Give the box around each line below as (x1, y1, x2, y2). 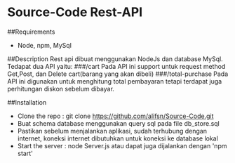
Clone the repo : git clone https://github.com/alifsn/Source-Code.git (17, 112, 214, 120)
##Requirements (7, 27, 55, 36)
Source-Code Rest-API (7, 4, 143, 20)
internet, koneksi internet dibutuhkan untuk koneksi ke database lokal (17, 134, 219, 143)
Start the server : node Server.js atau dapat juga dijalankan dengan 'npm (17, 141, 227, 150)
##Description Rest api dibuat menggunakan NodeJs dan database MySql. (7, 54, 223, 63)
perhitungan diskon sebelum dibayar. (7, 84, 114, 93)
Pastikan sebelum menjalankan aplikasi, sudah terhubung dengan (17, 126, 207, 135)
